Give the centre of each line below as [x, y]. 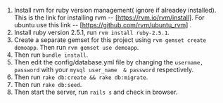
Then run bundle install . [51, 55]
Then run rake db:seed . [48, 84]
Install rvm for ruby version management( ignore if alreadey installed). [115, 10]
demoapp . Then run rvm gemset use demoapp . [76, 47]
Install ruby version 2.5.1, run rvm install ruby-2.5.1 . [92, 32]
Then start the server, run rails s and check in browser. [96, 92]
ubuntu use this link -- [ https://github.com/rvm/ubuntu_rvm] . [103, 25]
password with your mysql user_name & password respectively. [104, 70]
